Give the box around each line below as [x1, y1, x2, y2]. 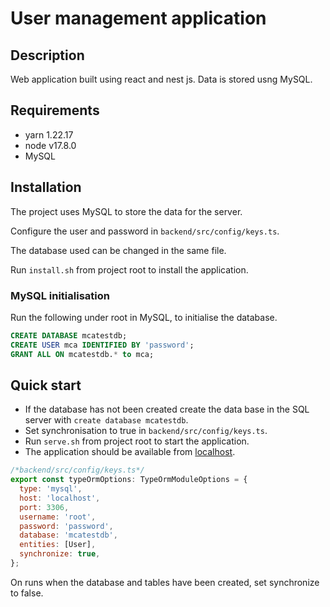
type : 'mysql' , [19, 484, 83, 494]
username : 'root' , [19, 512, 97, 522]
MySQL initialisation [10, 288, 110, 302]
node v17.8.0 [24, 139, 77, 151]
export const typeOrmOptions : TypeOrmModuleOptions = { [10, 475, 248, 485]
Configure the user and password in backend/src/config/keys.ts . [10, 225, 280, 237]
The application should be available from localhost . [24, 446, 236, 458]
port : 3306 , [19, 502, 70, 512]
